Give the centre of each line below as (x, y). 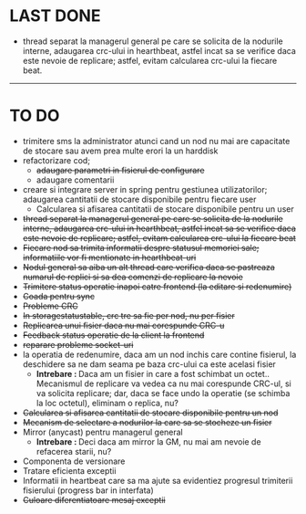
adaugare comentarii (75, 180)
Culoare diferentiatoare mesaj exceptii (94, 499)
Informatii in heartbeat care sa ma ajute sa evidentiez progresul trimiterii (158, 480)
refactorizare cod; (56, 160)
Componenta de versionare (74, 461)
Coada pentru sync (59, 296)
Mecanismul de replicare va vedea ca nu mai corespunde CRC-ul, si (163, 383)
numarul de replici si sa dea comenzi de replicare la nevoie (133, 277)
